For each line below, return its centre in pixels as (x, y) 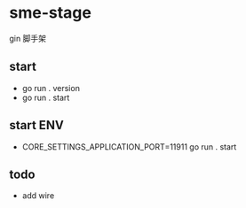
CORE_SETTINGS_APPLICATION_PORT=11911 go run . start (129, 146)
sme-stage (50, 13)
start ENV (36, 125)
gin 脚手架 (28, 38)
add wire (38, 196)
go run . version (51, 88)
